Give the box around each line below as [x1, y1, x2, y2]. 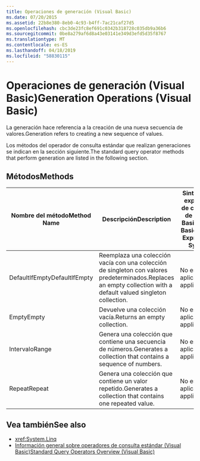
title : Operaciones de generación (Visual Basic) [6, 8, 132, 15]
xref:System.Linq [14, 435, 57, 443]
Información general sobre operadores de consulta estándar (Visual [14, 442, 182, 449]
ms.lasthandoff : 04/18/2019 [6, 48, 76, 54]
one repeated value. [99, 400, 155, 408]
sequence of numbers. [99, 360, 162, 368]
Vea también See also [6, 419, 86, 429]
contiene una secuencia [99, 338, 166, 346]
